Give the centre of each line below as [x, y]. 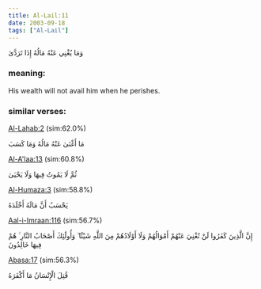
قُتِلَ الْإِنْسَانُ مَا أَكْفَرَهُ [38, 275]
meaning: [27, 74]
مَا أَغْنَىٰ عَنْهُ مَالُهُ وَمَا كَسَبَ [46, 143]
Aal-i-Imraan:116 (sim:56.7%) [55, 220]
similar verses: [37, 111]
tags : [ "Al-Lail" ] [38, 30]
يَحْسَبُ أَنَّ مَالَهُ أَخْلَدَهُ [38, 205]
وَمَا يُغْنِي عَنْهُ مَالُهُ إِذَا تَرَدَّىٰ [46, 53]
